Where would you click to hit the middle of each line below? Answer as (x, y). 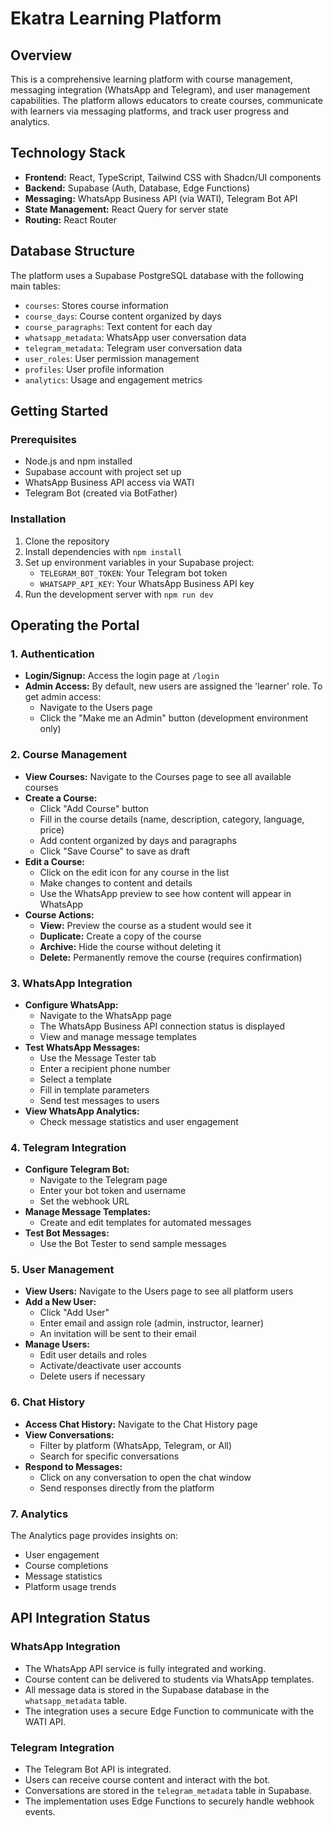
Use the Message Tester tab (98, 1058)
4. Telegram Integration (68, 1147)
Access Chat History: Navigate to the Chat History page (141, 1424)
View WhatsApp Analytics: (82, 1111)
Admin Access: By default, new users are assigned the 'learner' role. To (173, 686)
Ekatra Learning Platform (116, 18)
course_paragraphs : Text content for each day (118, 326)
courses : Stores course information (96, 305)
